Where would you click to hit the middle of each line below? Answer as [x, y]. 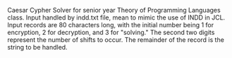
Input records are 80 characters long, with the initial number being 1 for [111, 25]
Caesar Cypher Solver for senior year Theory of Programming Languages [114, 10]
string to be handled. [38, 47]
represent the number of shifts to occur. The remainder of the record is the [116, 40]
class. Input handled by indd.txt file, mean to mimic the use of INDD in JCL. [116, 17]
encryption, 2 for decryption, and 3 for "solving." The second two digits [111, 32]
